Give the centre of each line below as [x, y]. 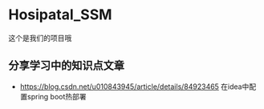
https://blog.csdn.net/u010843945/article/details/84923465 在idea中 [134, 87]
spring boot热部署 [57, 96]
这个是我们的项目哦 [40, 38]
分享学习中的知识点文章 [66, 66]
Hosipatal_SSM [60, 15]
